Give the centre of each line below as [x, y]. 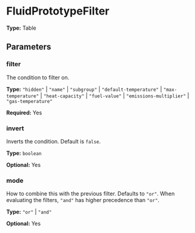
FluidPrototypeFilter [58, 11]
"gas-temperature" [29, 101]
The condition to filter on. [38, 77]
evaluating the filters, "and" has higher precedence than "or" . [83, 200]
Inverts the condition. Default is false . [54, 141]
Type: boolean [24, 153]
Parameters [29, 47]
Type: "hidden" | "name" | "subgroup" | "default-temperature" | [84, 89]
